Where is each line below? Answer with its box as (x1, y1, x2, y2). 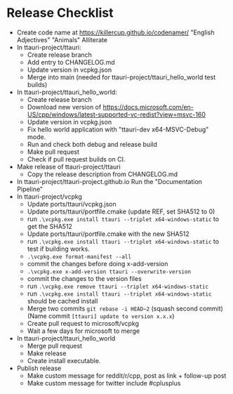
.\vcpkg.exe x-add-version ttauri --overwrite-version (27, 268, 191, 275)
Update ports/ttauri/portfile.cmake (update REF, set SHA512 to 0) (27, 207, 215, 216)
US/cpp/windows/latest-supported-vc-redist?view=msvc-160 (27, 110, 206, 119)
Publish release (16, 364, 62, 372)
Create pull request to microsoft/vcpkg (27, 319, 140, 327)
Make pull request (27, 147, 80, 156)
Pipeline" (16, 185, 44, 193)
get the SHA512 (27, 222, 73, 230)
